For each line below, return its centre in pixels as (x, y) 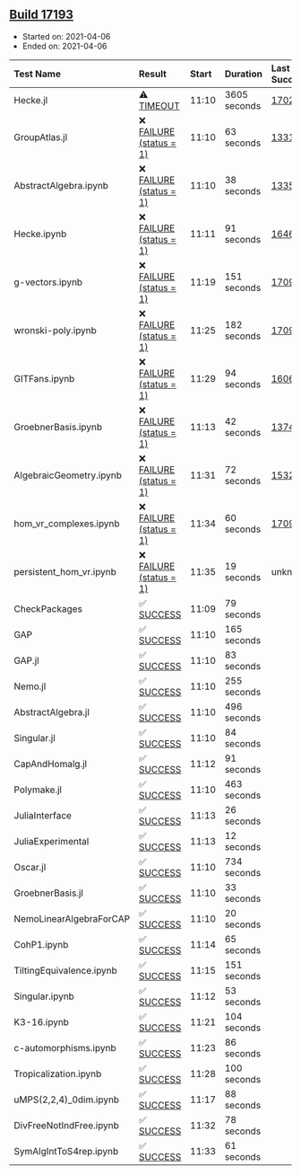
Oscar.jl (30, 867)
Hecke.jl (31, 100)
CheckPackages (48, 608)
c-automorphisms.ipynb (65, 1047)
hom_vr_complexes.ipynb (67, 523)
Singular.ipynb (44, 996)
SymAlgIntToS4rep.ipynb (66, 1151)
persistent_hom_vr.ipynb (65, 571)
